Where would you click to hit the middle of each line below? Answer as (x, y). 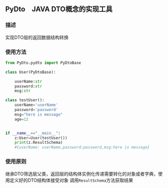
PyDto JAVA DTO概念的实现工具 (59, 9)
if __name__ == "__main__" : (33, 133)
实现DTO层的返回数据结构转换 (37, 37)
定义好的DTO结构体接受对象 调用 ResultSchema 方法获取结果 (71, 180)
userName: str (28, 81)
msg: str (23, 91)
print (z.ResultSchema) (39, 143)
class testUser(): (25, 100)
